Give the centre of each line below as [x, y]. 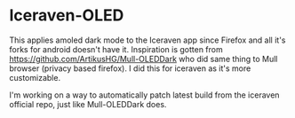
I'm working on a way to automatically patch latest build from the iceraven [144, 95]
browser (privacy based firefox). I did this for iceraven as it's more [130, 68]
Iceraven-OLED [67, 16]
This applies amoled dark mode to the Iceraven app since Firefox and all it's [147, 40]
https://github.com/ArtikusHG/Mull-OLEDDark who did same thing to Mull [144, 59]
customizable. [35, 77]
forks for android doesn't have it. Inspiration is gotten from [116, 49]
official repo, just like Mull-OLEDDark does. [88, 104]
